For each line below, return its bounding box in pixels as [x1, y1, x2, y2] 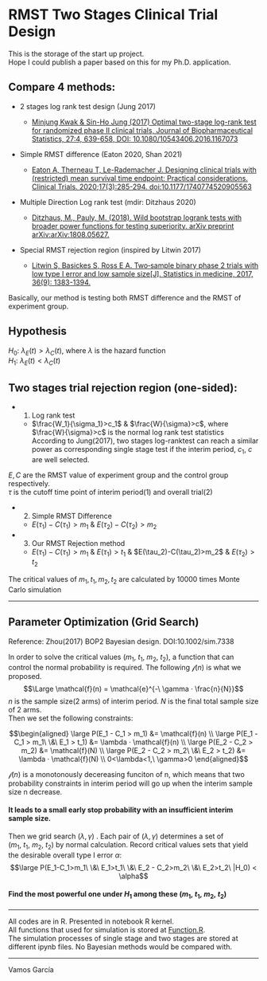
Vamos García [8, 964, 54, 974]
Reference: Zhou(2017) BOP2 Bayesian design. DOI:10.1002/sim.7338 [8, 636, 234, 646]
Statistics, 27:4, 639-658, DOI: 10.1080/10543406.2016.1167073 [31, 134, 238, 143]
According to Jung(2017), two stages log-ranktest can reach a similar [31, 436, 259, 445]
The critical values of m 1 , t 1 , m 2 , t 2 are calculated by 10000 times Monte [8, 575, 241, 586]
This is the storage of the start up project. [8, 49, 145, 58]
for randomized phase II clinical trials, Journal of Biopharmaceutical [31, 125, 253, 135]
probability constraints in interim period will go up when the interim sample [8, 779, 253, 788]
